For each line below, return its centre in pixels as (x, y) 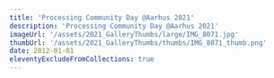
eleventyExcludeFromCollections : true (82, 59)
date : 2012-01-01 (42, 51)
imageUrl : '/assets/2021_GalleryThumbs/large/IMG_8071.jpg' (124, 34)
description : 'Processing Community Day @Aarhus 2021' (114, 26)
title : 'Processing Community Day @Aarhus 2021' (102, 17)
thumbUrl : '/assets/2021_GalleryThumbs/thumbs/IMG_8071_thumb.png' (138, 43)
